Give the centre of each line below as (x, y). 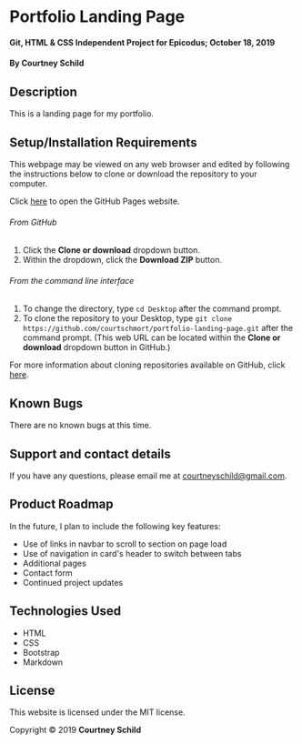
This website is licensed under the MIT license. (97, 712)
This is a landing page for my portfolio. (82, 114)
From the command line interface (72, 280)
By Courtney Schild (47, 63)
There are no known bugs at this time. (81, 426)
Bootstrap (41, 652)
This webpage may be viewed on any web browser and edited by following (150, 164)
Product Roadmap (61, 504)
